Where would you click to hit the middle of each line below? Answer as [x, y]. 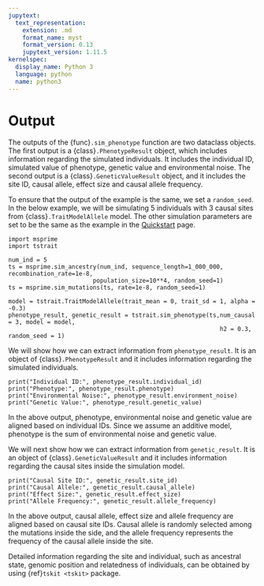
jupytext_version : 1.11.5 [65, 52]
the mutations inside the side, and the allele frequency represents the [121, 533]
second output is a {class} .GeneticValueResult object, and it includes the [127, 176]
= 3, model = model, [42, 322]
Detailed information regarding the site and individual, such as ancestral [125, 557]
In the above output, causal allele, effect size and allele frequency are [121, 516]
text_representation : [51, 23]
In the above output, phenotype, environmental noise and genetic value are [130, 417]
